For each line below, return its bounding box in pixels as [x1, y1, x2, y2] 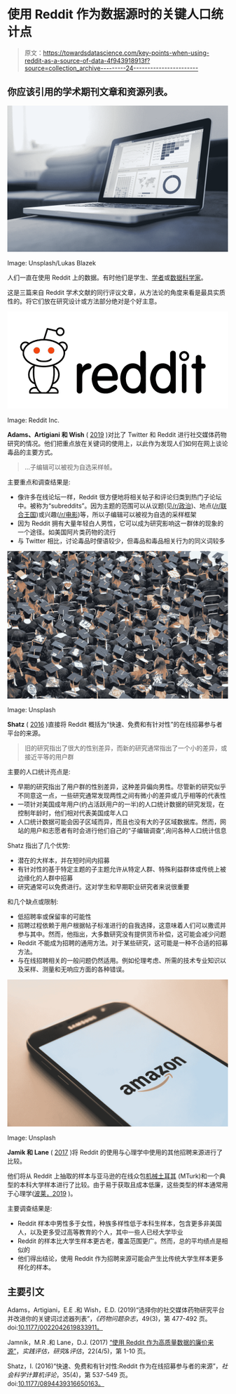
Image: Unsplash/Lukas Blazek [7, 259, 97, 268]
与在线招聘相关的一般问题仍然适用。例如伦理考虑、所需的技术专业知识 [17, 956, 221, 964]
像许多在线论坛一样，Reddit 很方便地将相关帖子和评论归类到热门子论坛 [17, 492, 222, 501]
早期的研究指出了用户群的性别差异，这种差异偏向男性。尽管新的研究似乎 [17, 782, 226, 791]
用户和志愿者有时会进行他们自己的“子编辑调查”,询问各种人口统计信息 [29, 826, 227, 834]
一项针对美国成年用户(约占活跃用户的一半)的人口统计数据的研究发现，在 [17, 800, 225, 808]
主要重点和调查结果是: [7, 478, 71, 486]
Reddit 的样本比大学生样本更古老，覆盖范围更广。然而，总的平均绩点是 [17, 1237, 222, 1245]
